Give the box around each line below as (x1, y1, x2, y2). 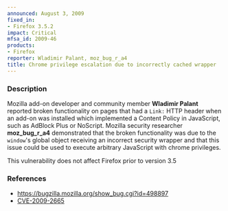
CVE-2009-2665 (16, 197, 65, 205)
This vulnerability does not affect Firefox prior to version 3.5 (7, 156, 177, 165)
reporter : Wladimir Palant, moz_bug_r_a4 (7, 55, 128, 62)
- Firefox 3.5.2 (7, 23, 54, 30)
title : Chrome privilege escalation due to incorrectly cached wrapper (7, 61, 216, 68)
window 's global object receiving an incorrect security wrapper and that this (7, 135, 220, 144)
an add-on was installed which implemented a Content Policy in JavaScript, (7, 114, 221, 122)
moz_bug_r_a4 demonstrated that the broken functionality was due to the (7, 129, 216, 137)
